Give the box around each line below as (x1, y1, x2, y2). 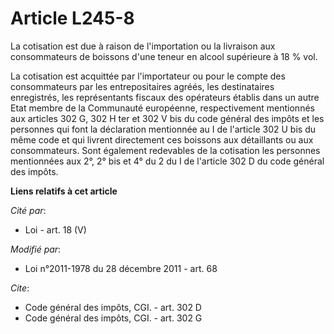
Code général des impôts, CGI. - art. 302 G (24, 312, 203, 324)
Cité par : (10, 204, 47, 216)
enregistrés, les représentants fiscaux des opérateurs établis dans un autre (10, 91, 320, 103)
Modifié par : (10, 243, 62, 255)
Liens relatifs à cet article (10, 185, 118, 197)
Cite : (10, 282, 30, 294)
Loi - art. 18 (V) (24, 223, 87, 236)
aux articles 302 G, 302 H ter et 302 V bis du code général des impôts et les (10, 112, 325, 124)
